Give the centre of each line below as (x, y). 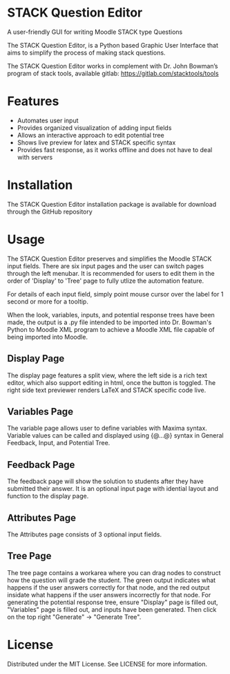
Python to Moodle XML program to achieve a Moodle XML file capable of (111, 329)
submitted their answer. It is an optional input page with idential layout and (113, 489)
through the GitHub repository (50, 212)
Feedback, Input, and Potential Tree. (59, 443)
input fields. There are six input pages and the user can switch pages (106, 266)
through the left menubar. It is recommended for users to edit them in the (111, 273)
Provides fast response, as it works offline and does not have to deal (115, 149)
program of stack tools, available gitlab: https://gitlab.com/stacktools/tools (113, 73)
